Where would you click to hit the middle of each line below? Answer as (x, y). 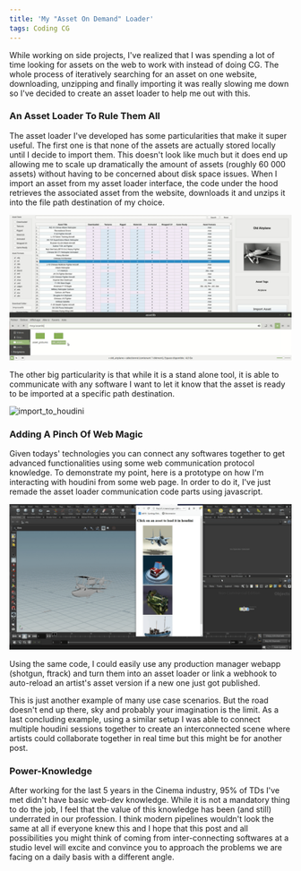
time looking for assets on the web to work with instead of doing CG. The (144, 64)
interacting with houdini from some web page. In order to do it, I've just (140, 482)
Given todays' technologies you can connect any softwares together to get (147, 453)
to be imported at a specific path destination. (92, 393)
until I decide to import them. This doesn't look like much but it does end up (149, 154)
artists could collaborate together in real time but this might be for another (146, 738)
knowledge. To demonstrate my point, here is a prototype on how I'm (137, 472)
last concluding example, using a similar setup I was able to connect (135, 719)
